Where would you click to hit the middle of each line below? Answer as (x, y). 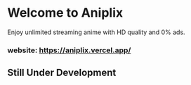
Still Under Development (62, 73)
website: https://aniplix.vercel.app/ (69, 50)
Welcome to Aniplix (65, 13)
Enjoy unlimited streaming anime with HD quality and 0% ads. (96, 32)
